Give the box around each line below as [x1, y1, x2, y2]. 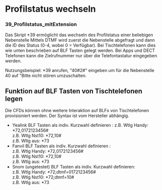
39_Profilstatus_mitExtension [5, 21, 77, 28]
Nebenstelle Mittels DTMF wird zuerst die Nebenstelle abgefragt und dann [5, 37, 155, 43]
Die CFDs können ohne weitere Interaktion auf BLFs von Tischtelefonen [5, 108, 149, 114]
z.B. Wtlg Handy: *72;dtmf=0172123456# [12, 169, 96, 175]
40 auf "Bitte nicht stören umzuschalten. [5, 72, 87, 79]
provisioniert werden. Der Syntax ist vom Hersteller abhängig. [5, 113, 129, 119]
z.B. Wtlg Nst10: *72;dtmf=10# [12, 174, 74, 180]
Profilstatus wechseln [5, 3, 96, 15]
